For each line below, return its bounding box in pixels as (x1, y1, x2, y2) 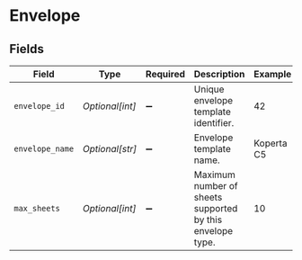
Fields (9, 41, 45, 57)
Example (253, 68, 292, 80)
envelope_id (13, 101, 66, 111)
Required (145, 68, 186, 80)
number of (193, 180, 238, 192)
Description (193, 68, 245, 80)
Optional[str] (82, 143, 138, 155)
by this (193, 213, 223, 226)
